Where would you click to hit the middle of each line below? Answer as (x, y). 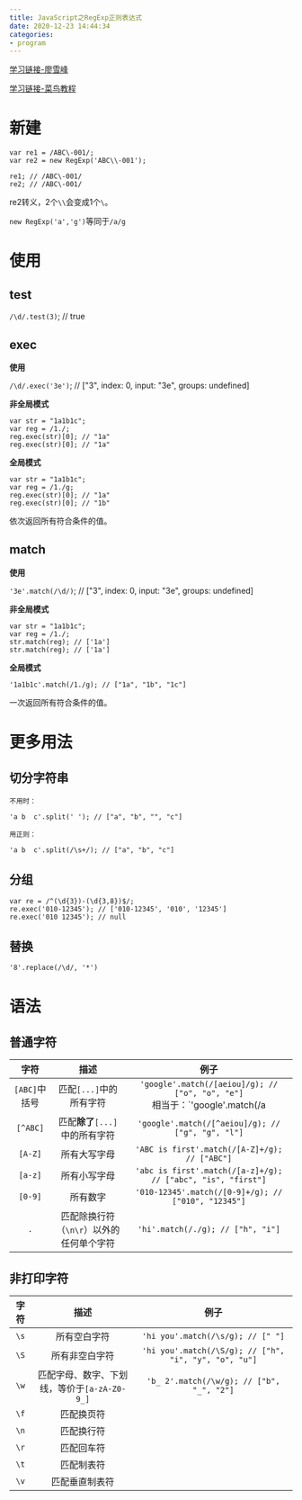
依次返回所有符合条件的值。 (61, 521)
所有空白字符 (83, 1337)
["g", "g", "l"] (209, 1133)
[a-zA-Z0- (105, 1389)
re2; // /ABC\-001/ (46, 184)
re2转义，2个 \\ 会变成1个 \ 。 (61, 202)
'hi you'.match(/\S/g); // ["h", (213, 1351)
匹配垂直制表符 (83, 1482)
